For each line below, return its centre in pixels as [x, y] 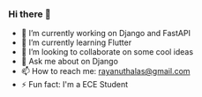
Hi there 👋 [30, 14]
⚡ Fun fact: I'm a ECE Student [75, 85]
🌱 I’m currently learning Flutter [76, 42]
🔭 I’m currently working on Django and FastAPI [106, 34]
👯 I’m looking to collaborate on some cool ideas [107, 52]
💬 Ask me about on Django [69, 62]
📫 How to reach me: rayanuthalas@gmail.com [105, 71]
